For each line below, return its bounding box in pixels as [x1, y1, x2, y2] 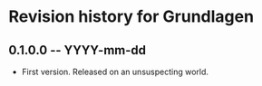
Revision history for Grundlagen [8, 6, 255, 27]
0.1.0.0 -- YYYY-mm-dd [8, 43, 147, 58]
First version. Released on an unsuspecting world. [21, 66, 209, 77]
